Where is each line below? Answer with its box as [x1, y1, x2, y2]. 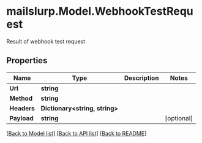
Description [124, 74, 159, 82]
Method [9, 94, 33, 102]
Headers [9, 104, 36, 112]
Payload [9, 114, 34, 122]
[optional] [165, 114, 193, 122]
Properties [6, 55, 48, 66]
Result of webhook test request [6, 37, 86, 45]
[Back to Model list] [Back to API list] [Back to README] [6, 129, 147, 137]
